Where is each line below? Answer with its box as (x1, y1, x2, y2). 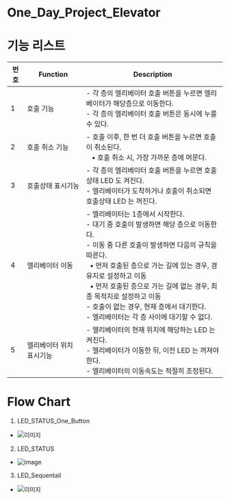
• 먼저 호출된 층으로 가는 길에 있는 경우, (90, 261, 210, 270)
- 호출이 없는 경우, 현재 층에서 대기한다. (86, 302, 207, 311)
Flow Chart (7, 394, 71, 409)
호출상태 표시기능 (27, 181, 80, 191)
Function (38, 70, 68, 80)
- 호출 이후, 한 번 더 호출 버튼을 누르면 (86, 132, 202, 142)
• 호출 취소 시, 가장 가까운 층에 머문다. (91, 153, 207, 163)
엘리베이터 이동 (27, 261, 73, 270)
